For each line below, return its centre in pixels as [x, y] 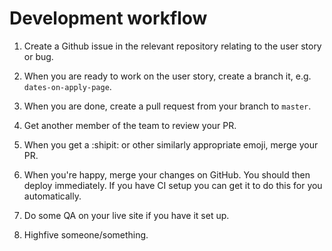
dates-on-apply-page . [67, 86]
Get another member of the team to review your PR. [130, 125]
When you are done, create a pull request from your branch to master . [167, 106]
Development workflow [108, 18]
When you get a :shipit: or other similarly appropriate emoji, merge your [171, 144]
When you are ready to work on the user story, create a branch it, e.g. [167, 76]
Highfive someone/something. [86, 234]
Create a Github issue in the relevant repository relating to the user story [172, 46]
